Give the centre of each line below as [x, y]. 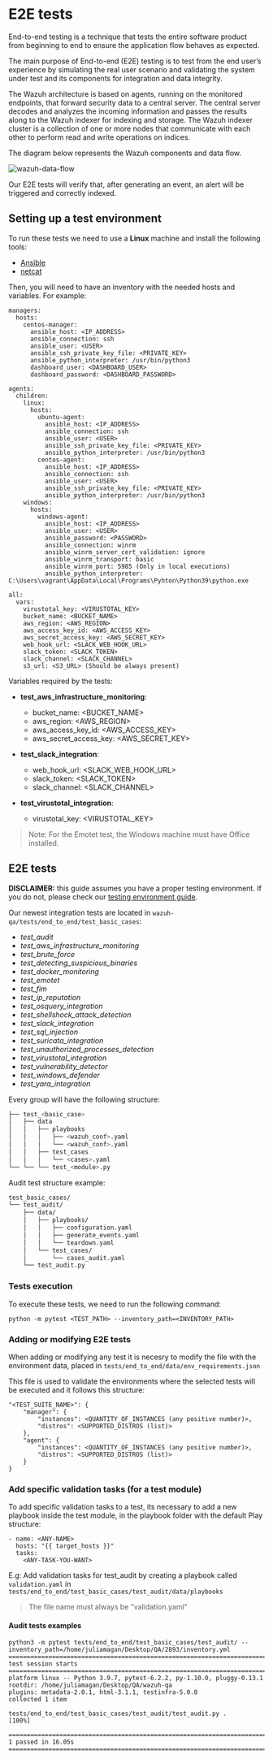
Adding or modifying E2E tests [70, 1339]
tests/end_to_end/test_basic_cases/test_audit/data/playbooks [116, 1592]
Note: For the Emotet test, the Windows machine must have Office [139, 834]
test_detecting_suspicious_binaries [79, 963]
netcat [31, 271]
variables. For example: [48, 295]
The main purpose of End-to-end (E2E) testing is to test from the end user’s [135, 61]
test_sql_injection [49, 1032]
